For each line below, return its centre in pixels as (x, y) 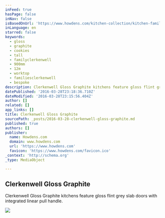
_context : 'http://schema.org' (37, 155)
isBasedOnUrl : (20, 23)
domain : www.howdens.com (35, 142)
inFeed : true (18, 10)
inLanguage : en (21, 28)
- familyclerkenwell (30, 60)
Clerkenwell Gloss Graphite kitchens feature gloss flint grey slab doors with (81, 196)
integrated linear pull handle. (34, 201)
